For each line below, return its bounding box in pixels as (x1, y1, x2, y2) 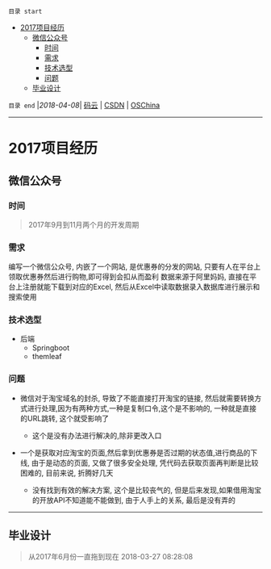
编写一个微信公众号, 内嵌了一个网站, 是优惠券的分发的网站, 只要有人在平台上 (8, 261, 261, 272)
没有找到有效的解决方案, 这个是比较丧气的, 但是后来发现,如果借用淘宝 (31, 485, 262, 495)
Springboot (31, 343, 70, 353)
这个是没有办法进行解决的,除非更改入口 (31, 430, 162, 440)
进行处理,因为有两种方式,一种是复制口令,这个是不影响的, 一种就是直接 (27, 403, 256, 413)
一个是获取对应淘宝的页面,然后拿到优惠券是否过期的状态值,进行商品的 (19, 447, 251, 458)
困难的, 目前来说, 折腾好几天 (19, 467, 114, 478)
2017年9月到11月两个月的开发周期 (27, 220, 140, 229)
